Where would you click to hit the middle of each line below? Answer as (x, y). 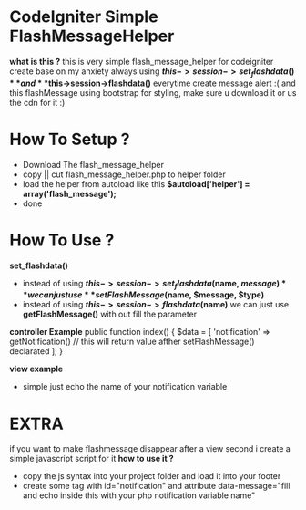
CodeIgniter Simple (84, 17)
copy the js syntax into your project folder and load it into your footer (152, 476)
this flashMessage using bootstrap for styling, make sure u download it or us (153, 92)
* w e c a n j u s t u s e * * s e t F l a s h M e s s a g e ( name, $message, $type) (143, 295)
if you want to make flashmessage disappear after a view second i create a (150, 449)
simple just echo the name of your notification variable (125, 387)
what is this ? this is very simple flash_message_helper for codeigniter (142, 61)
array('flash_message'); (69, 193)
